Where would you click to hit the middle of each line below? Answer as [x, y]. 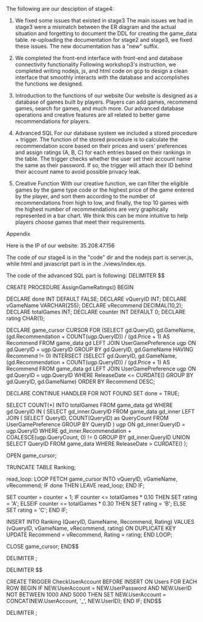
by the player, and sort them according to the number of [85, 196]
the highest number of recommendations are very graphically [92, 209]
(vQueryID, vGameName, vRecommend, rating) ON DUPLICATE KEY [91, 528]
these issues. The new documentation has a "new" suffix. [87, 46]
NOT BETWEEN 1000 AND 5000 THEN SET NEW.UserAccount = [86, 594]
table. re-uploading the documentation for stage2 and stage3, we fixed [104, 40]
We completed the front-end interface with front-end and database [99, 58]
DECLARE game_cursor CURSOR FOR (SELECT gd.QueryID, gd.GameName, [101, 330]
